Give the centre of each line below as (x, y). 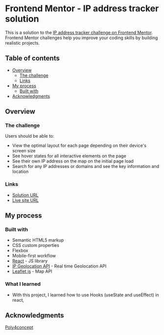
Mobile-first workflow (34, 256)
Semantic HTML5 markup (38, 240)
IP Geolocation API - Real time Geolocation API (59, 266)
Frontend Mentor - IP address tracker (82, 9)
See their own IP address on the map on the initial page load (73, 161)
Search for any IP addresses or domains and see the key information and (86, 167)
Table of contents (32, 59)
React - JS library (30, 261)
